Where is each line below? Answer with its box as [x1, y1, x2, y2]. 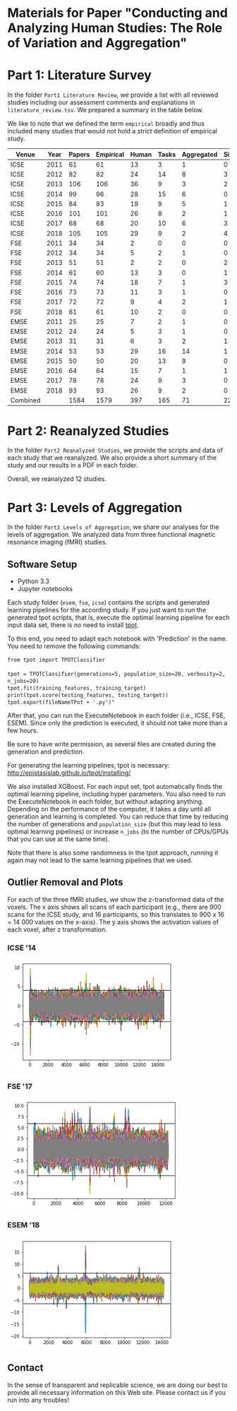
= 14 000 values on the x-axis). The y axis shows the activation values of [7, 917, 219, 926]
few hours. [7, 726, 39, 735]
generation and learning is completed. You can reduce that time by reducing [7, 812, 229, 821]
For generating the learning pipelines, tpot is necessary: [7, 761, 170, 770]
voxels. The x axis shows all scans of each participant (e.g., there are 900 [7, 903, 222, 911]
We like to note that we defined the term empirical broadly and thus [7, 119, 205, 128]
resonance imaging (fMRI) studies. [7, 538, 108, 547]
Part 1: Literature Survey [7, 67, 152, 83]
